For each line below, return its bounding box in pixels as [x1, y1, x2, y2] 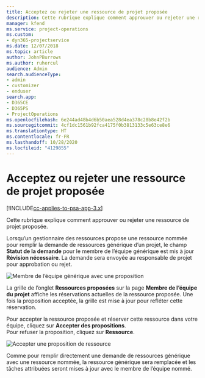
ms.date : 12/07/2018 [6, 43, 59, 49]
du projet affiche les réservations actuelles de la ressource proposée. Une [6, 290, 193, 298]
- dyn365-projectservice [6, 37, 70, 43]
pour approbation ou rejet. [6, 260, 73, 268]
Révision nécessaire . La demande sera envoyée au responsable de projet [6, 254, 192, 261]
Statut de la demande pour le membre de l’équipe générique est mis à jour [6, 248, 194, 255]
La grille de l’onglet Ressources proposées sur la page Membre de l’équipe [6, 284, 197, 291]
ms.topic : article [6, 49, 53, 55]
